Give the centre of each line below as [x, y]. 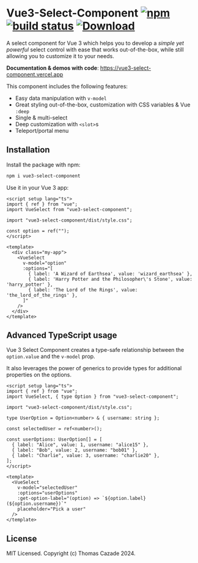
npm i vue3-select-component [43, 176]
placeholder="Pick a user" [52, 509]
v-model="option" [45, 263]
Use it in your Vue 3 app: [38, 187]
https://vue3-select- [126, 68]
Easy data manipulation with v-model [61, 98]
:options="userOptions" [48, 493]
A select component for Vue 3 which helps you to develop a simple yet [95, 43]
